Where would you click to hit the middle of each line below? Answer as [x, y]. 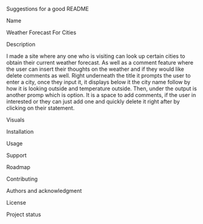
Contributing [22, 179]
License [16, 203]
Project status [24, 214]
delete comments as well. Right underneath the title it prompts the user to [98, 75]
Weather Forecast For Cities [41, 32]
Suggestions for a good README [48, 9]
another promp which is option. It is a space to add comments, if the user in [101, 95]
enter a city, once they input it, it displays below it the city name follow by [98, 82]
